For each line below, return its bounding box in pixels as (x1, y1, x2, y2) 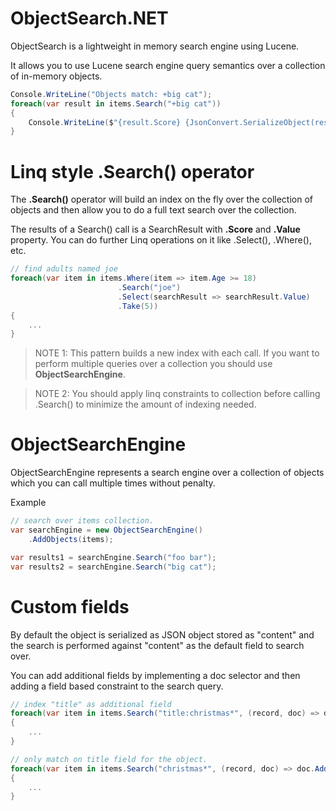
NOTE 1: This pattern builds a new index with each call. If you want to (34, 347, 320, 359)
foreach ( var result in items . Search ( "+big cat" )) (10, 98, 222, 109)
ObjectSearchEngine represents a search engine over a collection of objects (10, 467, 325, 479)
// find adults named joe (10, 264, 118, 274)
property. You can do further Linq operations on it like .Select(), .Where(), (10, 234, 312, 246)
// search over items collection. (10, 516, 155, 526)
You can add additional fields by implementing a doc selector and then (10, 669, 301, 681)
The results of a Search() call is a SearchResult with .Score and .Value (10, 223, 301, 236)
